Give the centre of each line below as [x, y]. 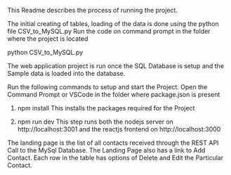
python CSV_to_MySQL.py [45, 52]
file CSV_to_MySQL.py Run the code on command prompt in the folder [109, 31]
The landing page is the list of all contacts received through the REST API [113, 143]
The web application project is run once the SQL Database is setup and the [116, 66]
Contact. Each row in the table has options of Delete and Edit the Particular [115, 158]
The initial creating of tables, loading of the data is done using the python [113, 24]
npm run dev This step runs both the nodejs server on [95, 122]
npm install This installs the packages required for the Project [106, 108]
